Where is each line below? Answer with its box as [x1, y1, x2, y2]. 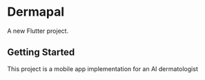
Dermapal [7, 4, 65, 20]
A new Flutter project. [7, 27, 69, 35]
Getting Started [7, 46, 75, 58]
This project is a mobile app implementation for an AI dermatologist [7, 64, 198, 72]
